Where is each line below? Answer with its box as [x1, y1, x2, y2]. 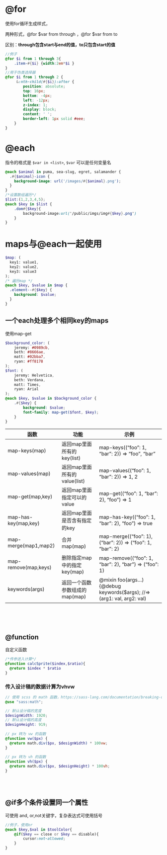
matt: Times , [14, 382, 41, 387]
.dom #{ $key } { [14, 206, 41, 211]
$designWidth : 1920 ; [5, 713, 48, 718]
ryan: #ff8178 [14, 359, 43, 364]
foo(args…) [117, 577, 144, 584]
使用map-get [5, 331, 32, 337]
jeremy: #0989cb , [14, 345, 50, 350]
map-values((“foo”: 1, [99, 467, 151, 474]
